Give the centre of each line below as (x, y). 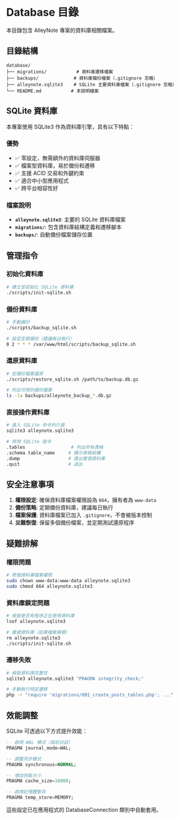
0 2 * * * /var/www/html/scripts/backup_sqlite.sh (71, 344)
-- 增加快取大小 (24, 776)
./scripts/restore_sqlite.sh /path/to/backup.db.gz (72, 379)
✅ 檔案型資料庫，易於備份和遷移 (55, 165)
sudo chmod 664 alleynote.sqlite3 (50, 586)
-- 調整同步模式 (24, 759)
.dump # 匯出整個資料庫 (56, 458)
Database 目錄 (43, 12)
